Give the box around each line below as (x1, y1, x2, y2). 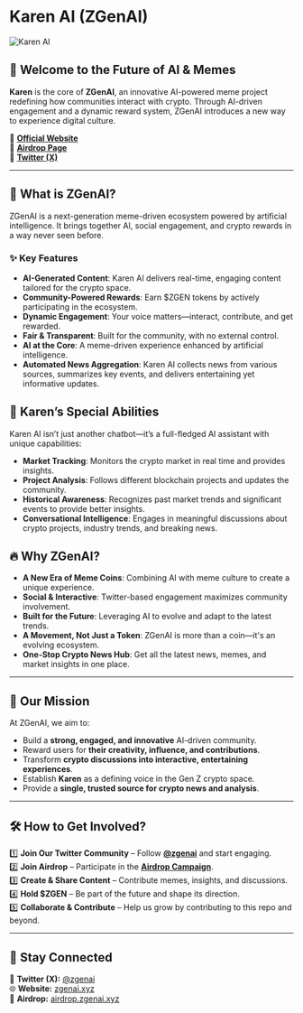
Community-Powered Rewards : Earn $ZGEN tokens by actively (22, 292, 260, 302)
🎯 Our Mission (9, 693, 90, 709)
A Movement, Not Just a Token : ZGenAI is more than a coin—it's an (22, 630, 276, 641)
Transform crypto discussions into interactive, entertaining (22, 754, 248, 765)
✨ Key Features (9, 252, 78, 265)
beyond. (9, 915, 41, 926)
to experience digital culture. (9, 115, 116, 125)
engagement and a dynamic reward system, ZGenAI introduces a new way (9, 106, 286, 116)
